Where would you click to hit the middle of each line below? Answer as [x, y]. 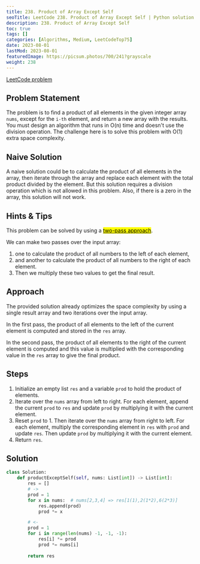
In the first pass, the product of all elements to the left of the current [90, 324]
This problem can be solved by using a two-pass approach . [80, 230]
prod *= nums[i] [58, 545]
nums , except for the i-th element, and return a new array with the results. [97, 119]
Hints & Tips [29, 216]
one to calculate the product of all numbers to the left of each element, [102, 254]
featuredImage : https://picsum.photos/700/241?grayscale [79, 57]
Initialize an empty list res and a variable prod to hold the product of [98, 388]
